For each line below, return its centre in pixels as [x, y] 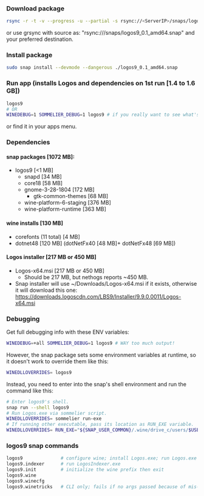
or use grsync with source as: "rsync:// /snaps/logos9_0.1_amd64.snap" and [101, 33]
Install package [29, 55]
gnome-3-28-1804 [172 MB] [59, 190]
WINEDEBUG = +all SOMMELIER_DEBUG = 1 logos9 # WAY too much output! [90, 343]
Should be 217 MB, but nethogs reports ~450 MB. [86, 277]
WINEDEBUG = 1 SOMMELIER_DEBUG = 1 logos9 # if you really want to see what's [103, 115]
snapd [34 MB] [43, 177]
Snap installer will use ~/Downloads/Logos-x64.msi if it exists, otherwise [106, 283]
